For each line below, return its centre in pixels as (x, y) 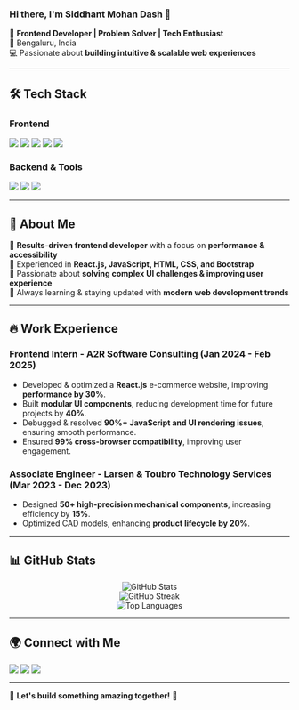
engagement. (46, 451)
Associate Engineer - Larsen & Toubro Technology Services (141, 473)
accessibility (33, 255)
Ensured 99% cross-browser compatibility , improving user (132, 441)
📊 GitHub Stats (53, 561)
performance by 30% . (64, 394)
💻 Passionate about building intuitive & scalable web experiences (133, 53)
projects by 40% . (54, 413)
